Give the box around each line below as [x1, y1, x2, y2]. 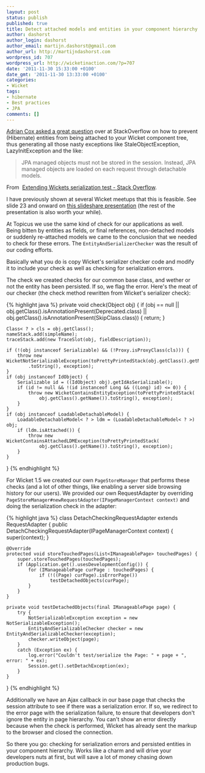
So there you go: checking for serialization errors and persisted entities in [6, 741, 191, 748]
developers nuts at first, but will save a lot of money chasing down [6, 753, 173, 761]
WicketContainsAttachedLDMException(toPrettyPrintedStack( [6, 438, 160, 444]
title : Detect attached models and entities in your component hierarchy [6, 26, 198, 32]
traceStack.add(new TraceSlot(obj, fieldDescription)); [6, 337, 151, 343]
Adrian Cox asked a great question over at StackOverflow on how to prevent [6, 128, 198, 135]
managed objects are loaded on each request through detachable [21, 165, 187, 173]
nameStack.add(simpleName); [6, 331, 78, 337]
